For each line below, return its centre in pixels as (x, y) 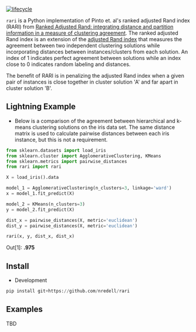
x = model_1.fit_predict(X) (40, 194)
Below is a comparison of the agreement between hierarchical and (95, 121)
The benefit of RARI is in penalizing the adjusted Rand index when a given (95, 76)
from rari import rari (34, 167)
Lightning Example (41, 107)
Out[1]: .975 (21, 248)
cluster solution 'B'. (29, 88)
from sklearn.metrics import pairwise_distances (67, 161)
